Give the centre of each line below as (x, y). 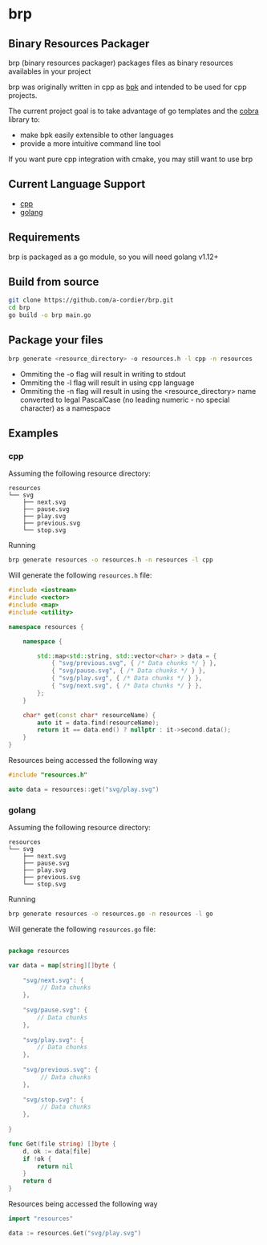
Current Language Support (77, 184)
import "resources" (41, 1219)
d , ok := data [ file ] (57, 1151)
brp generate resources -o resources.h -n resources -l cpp (111, 560)
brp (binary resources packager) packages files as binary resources (121, 63)
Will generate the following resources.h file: (80, 575)
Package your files (56, 341)
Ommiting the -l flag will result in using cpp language (107, 383)
